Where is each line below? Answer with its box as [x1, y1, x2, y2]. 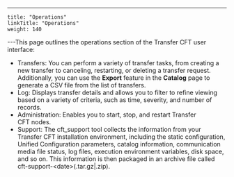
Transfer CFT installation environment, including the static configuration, [17, 133, 226, 141]
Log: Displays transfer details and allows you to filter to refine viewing [17, 88, 218, 96]
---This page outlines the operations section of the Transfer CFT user [7, 38, 207, 46]
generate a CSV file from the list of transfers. [17, 81, 146, 89]
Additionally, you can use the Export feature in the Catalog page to [17, 74, 210, 82]
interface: [7, 46, 35, 53]
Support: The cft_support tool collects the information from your [17, 126, 201, 133]
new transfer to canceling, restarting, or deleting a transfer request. [17, 67, 211, 74]
